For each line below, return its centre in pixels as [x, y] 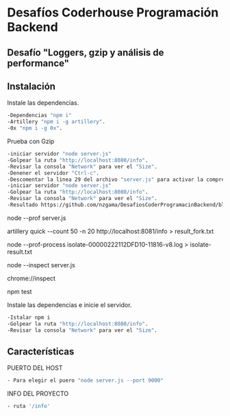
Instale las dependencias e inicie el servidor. [69, 305]
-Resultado [23, 205]
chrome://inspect [31, 278]
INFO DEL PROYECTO [38, 394]
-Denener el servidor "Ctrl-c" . [53, 173]
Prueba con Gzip [31, 141]
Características [41, 351]
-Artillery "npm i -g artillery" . [56, 122]
